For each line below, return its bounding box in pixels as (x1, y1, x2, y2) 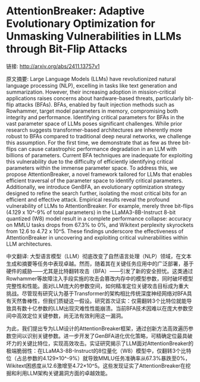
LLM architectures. (6, 240, 52, 247)
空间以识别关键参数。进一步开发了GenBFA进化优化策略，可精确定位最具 (11, 332, 187, 339)
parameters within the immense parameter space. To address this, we (6, 164, 177, 171)
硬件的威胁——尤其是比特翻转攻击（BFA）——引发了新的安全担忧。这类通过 (6, 267, 193, 275)
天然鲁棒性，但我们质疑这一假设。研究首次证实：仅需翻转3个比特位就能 (11, 297, 187, 305)
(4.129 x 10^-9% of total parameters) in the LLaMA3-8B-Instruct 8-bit (6, 209, 176, 216)
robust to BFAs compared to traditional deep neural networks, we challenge (6, 132, 192, 139)
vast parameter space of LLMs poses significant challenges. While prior (6, 120, 183, 127)
